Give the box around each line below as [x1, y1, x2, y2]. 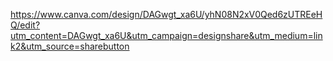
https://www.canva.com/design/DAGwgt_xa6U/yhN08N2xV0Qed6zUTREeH [10, 9, 323, 20]
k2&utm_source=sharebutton [10, 40, 130, 52]
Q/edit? [10, 19, 41, 31]
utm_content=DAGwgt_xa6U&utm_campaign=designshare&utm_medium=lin [10, 30, 323, 41]
